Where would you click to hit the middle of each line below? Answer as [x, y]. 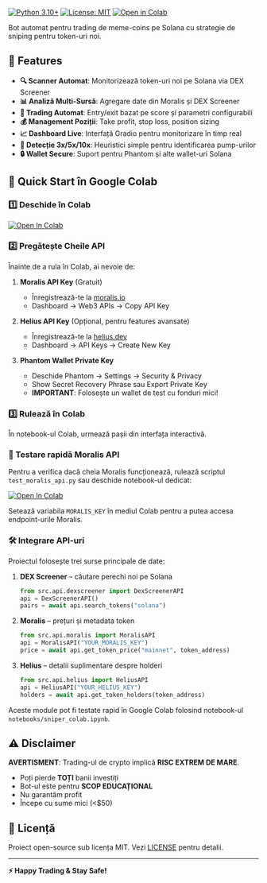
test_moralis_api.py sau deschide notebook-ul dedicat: [100, 480]
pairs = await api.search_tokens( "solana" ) [93, 606]
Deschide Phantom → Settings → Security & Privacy [117, 376]
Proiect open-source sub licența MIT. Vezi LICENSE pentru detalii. [116, 847]
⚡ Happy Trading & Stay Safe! [58, 871]
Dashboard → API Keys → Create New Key [101, 345]
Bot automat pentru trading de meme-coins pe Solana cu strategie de [122, 27]
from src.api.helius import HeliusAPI [84, 680]
